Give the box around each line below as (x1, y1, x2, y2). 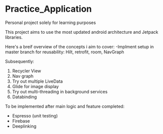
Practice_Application (5, 3, 92, 15)
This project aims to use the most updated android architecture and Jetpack (5, 29, 159, 35)
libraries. (5, 34, 23, 40)
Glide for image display (12, 83, 59, 89)
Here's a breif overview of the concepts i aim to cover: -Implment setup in (5, 44, 154, 49)
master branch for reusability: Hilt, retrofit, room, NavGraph (5, 49, 124, 55)
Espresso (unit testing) (12, 112, 58, 118)
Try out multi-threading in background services (12, 89, 108, 94)
